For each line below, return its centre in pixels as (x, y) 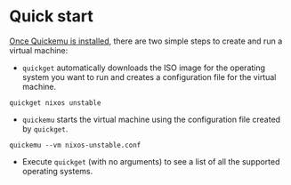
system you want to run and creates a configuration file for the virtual (149, 76)
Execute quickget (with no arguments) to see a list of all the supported (151, 161)
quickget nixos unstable (55, 103)
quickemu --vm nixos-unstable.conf (75, 145)
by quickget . (45, 129)
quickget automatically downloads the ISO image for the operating (143, 68)
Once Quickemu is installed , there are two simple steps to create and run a (146, 41)
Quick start (51, 16)
